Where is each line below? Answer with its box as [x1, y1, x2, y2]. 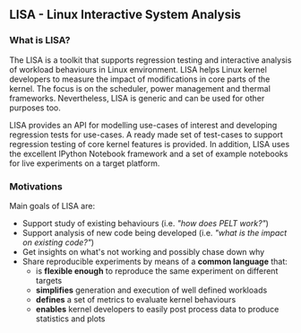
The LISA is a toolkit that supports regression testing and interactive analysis [9, 54, 292, 66]
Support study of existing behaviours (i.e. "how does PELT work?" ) [21, 217, 269, 228]
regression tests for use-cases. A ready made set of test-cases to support [9, 129, 284, 140]
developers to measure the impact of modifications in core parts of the [9, 74, 271, 84]
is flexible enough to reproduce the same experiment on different [35, 265, 279, 276]
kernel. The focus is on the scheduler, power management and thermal [9, 83, 271, 93]
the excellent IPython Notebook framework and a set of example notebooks [9, 148, 288, 159]
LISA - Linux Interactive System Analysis [9, 7, 242, 22]
